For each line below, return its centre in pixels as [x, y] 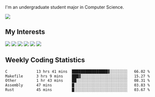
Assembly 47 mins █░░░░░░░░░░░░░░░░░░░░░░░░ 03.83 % [77, 85]
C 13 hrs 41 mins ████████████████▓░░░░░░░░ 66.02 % [77, 71]
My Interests [25, 32]
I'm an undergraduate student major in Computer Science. [65, 7]
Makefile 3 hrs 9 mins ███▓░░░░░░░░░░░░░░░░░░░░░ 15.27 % [77, 76]
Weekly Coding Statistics [45, 60]
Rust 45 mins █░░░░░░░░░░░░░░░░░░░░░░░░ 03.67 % [77, 90]
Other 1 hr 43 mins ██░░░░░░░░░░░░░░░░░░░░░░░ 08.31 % [77, 81]
